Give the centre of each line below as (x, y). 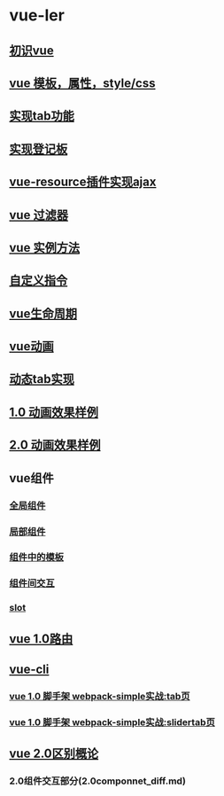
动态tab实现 (42, 379)
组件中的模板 (37, 558)
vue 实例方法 (45, 248)
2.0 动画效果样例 (55, 445)
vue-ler (37, 16)
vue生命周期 (43, 313)
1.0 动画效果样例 (54, 412)
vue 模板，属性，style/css (82, 83)
